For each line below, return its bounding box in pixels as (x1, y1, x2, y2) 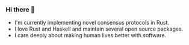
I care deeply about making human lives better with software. (14, 32, 167, 39)
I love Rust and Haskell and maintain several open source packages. (14, 25, 184, 32)
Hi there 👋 (5, 5, 36, 14)
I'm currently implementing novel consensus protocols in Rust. (14, 19, 170, 26)
